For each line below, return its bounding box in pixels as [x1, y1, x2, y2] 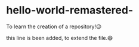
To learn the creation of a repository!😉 [6, 23, 102, 30]
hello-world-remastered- [6, 4, 134, 17]
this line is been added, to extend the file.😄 [6, 34, 113, 41]
